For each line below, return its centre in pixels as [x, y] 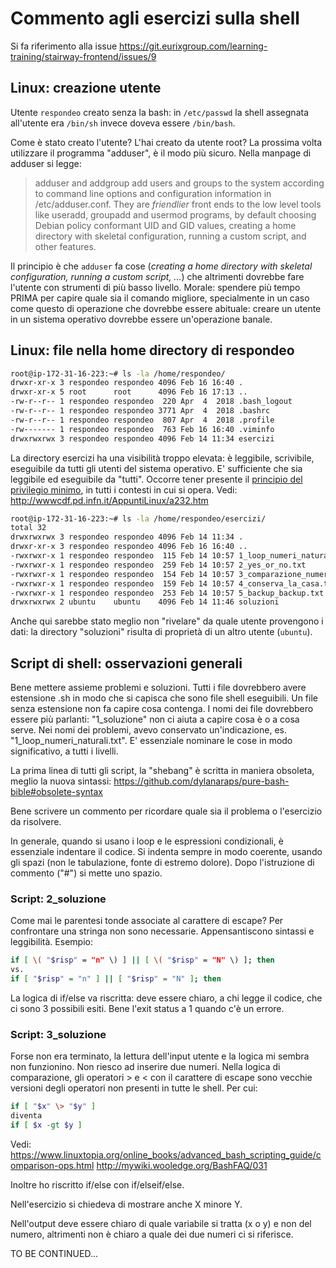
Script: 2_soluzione [58, 899]
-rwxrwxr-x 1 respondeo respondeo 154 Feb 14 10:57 [122, 574]
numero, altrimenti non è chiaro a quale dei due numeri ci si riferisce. [152, 1234]
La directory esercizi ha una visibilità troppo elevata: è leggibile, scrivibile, [162, 458]
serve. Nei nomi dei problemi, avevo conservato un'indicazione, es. [148, 730]
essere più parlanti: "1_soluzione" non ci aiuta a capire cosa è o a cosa [155, 719]
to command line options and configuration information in [153, 193]
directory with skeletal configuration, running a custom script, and [170, 236]
